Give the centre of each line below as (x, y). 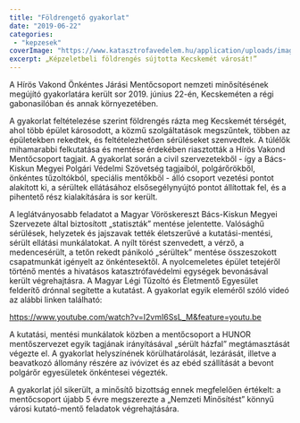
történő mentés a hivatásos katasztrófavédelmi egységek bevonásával (139, 271)
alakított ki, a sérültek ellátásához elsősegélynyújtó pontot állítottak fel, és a (148, 187)
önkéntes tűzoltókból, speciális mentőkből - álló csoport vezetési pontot (142, 178)
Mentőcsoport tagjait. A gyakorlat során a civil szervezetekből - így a (136, 159)
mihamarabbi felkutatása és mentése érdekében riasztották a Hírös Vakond (147, 149)
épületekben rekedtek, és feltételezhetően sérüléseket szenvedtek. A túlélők (150, 140)
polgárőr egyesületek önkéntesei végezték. (88, 372)
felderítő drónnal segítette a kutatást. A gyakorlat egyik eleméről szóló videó (150, 290)
